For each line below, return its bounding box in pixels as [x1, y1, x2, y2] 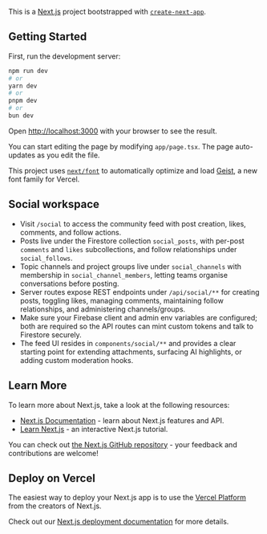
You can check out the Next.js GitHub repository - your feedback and [8, 439, 238, 449]
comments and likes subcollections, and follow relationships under [19, 244, 237, 254]
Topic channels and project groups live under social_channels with [19, 261, 242, 271]
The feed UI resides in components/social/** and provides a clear [19, 338, 237, 348]
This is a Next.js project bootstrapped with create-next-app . [8, 7, 207, 16]
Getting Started [8, 30, 87, 43]
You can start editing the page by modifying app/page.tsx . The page [8, 141, 234, 151]
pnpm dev [8, 96, 38, 105]
